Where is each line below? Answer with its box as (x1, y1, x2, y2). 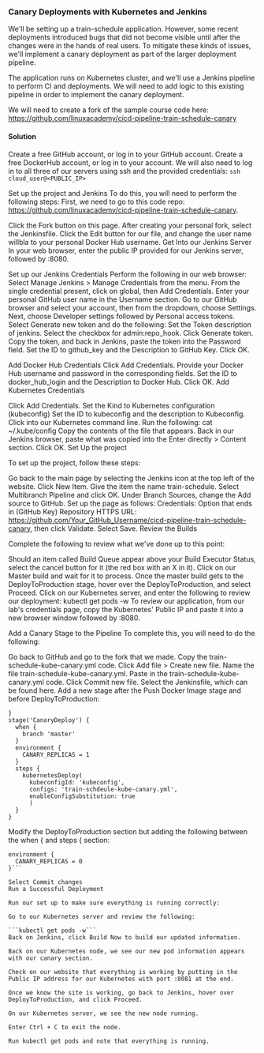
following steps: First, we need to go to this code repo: (8, 197, 185, 206)
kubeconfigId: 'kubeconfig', (28, 778, 125, 786)
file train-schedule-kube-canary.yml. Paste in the (8, 668, 168, 678)
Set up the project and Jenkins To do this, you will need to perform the (8, 188, 237, 197)
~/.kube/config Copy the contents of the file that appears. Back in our (8, 426, 235, 435)
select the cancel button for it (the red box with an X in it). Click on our (8, 562, 236, 572)
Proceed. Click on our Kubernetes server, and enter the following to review (8, 588, 251, 597)
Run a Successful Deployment (8, 885, 104, 893)
